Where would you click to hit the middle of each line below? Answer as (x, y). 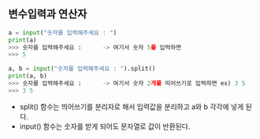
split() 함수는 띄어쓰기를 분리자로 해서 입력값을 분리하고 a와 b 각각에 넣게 (132, 106)
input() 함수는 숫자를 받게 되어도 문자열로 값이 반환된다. (105, 126)
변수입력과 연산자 (48, 14)
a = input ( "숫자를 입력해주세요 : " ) (63, 33)
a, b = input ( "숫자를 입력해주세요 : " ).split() (82, 69)
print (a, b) (28, 76)
